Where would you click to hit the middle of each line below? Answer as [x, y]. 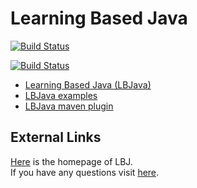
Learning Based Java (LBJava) [88, 84]
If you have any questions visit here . [85, 172]
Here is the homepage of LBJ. [71, 161]
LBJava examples [61, 95]
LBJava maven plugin [69, 106]
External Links [56, 137]
